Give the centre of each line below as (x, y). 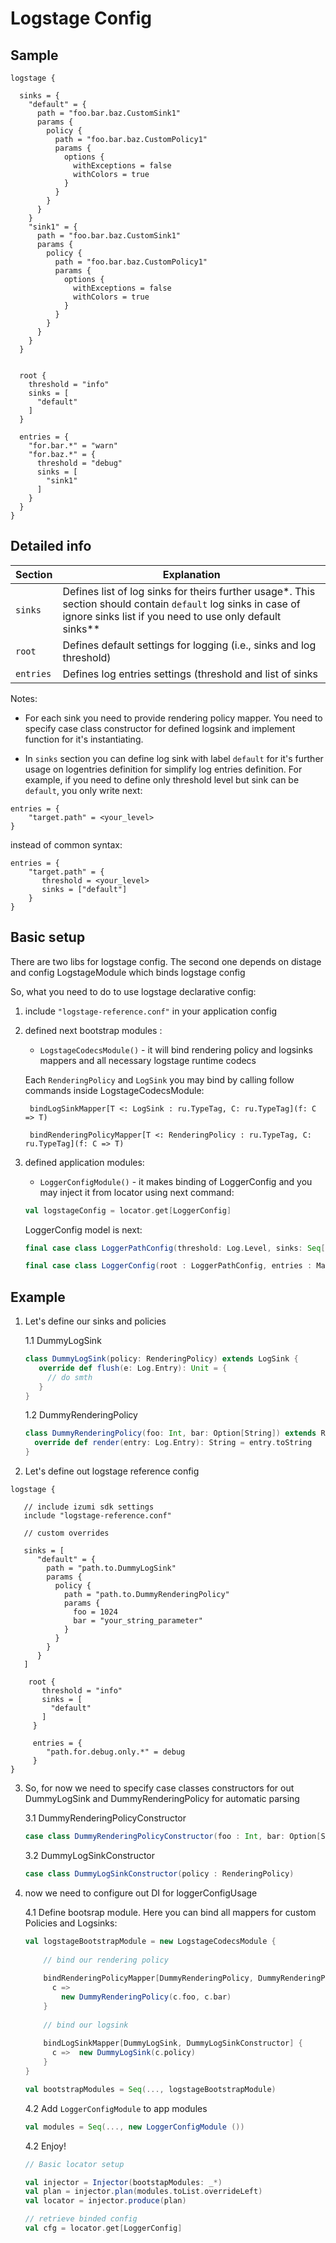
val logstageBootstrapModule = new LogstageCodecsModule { (150, 1941)
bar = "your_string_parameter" (138, 1621)
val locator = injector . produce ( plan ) (105, 2201)
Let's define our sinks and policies (95, 1321)
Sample (34, 55)
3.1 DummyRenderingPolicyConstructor (105, 1818)
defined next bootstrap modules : (93, 1030)
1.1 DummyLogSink (63, 1341)
